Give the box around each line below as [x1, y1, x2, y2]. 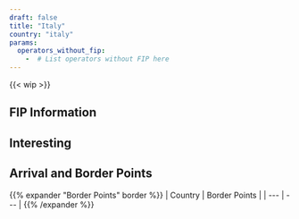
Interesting [9, 135, 71, 150]
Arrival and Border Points [9, 166, 153, 181]
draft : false [9, 13, 58, 22]
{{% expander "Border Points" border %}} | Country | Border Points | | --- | [9, 190, 285, 200]
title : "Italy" [9, 21, 66, 30]
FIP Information [9, 105, 96, 121]
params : [9, 38, 38, 47]
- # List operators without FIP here [25, 55, 170, 63]
